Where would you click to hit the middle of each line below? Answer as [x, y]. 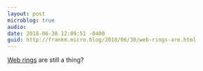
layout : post [26, 14]
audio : [17, 27]
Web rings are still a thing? [46, 60]
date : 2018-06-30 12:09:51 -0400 [56, 33]
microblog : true [31, 20]
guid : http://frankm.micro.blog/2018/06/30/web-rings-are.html [102, 40]
